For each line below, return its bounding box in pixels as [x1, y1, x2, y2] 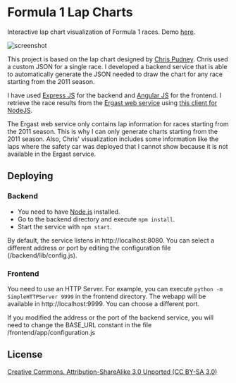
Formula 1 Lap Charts [7, 4, 134, 20]
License [7, 348, 43, 360]
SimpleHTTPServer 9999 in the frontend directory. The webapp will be [7, 292, 206, 300]
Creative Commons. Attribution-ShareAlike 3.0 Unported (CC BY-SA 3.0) [7, 367, 218, 376]
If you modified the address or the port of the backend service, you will [7, 313, 213, 322]
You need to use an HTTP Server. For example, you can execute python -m [7, 284, 223, 293]
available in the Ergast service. [7, 150, 97, 158]
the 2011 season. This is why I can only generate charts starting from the [7, 127, 218, 135]
